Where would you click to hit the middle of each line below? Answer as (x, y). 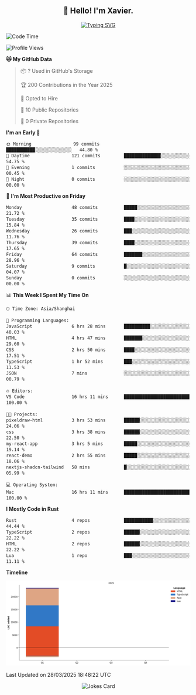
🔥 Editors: (20, 391)
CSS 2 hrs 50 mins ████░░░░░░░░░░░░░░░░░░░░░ (98, 350)
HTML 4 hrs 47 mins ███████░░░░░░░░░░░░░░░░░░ (98, 338)
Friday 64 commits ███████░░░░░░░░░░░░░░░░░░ (98, 254)
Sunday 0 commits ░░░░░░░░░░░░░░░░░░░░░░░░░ (98, 278)
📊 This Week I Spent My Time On (47, 295)
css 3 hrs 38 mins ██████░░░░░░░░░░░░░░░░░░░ (98, 432)
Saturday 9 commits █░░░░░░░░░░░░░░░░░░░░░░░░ (98, 266)
